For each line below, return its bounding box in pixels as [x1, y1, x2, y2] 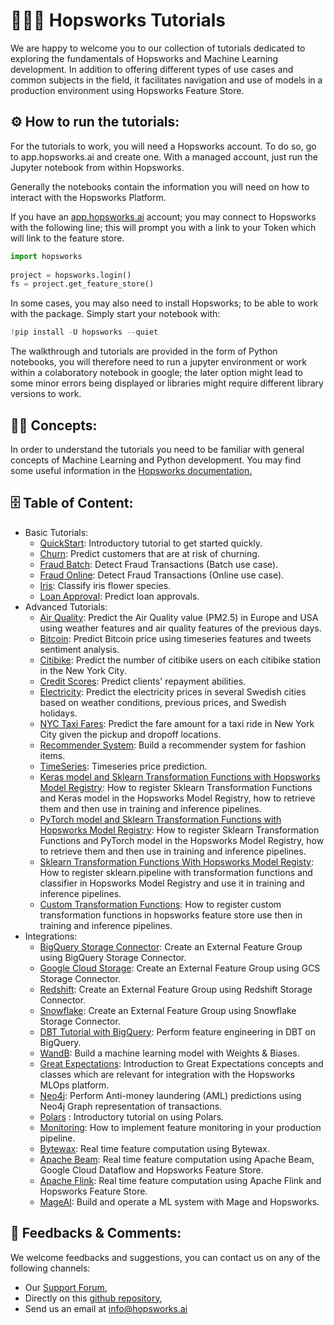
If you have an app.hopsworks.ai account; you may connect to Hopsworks [10, 210, 317, 223]
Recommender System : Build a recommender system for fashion [39, 739, 307, 751]
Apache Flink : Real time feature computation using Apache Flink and [39, 1174, 322, 1186]
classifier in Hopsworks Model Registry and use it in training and [39, 877, 305, 889]
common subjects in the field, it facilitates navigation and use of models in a [10, 74, 323, 86]
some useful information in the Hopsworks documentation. [10, 464, 253, 476]
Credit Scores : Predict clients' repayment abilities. [39, 675, 247, 687]
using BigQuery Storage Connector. [39, 951, 187, 963]
